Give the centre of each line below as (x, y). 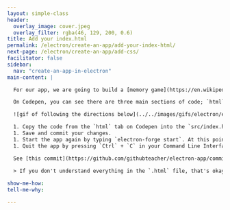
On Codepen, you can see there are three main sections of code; (108, 102)
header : (18, 20)
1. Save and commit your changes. (62, 133)
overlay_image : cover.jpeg (52, 26)
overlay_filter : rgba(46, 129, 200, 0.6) (73, 33)
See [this (27, 159)
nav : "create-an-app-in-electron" (62, 71)
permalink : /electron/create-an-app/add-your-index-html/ (91, 45)
